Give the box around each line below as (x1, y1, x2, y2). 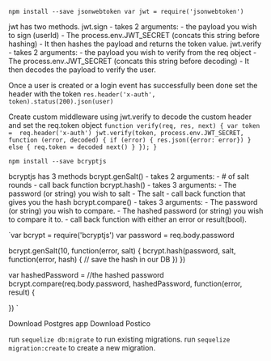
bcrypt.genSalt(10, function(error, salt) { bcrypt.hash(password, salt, (8, 246, 236, 255)
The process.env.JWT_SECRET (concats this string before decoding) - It (8, 57, 249, 66)
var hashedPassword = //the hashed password (8, 270, 164, 279)
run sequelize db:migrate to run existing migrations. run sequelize (8, 334, 231, 344)
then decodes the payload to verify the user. (8, 65, 156, 74)
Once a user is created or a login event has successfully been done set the (8, 81, 258, 90)
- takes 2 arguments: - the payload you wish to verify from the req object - (8, 48, 257, 57)
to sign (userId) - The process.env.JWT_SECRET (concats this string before (8, 31, 260, 40)
